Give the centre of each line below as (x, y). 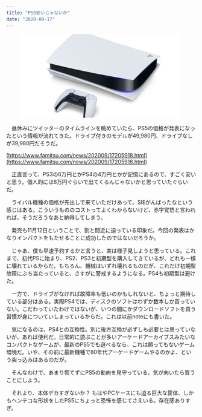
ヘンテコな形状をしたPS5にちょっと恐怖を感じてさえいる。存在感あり (98, 401)
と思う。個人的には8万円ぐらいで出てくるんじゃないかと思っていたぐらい (97, 182)
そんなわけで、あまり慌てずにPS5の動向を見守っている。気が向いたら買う (103, 373)
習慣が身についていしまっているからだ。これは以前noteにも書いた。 (91, 317)
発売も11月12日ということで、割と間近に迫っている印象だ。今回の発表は (100, 231)
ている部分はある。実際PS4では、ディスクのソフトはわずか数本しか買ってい (101, 301)
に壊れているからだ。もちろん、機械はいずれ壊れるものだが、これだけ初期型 (101, 266)
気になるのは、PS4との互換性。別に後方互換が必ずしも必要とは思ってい (101, 329)
